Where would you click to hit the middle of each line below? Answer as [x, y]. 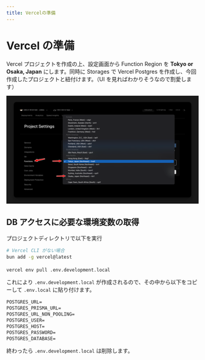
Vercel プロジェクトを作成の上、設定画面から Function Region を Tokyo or [100, 63]
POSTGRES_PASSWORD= [31, 333]
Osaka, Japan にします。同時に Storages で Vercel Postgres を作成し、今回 [101, 71]
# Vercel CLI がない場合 [36, 250]
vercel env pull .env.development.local [59, 270]
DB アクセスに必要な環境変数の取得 [73, 222]
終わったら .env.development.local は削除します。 [70, 351]
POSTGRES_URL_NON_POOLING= [41, 314]
